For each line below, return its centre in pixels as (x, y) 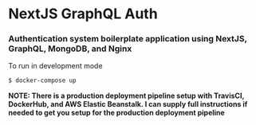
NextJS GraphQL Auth (83, 14)
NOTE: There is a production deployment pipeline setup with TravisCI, (126, 96)
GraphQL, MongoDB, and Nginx (70, 49)
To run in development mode (55, 66)
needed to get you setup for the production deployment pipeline (116, 113)
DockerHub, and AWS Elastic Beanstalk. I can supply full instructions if (128, 104)
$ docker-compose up (43, 80)
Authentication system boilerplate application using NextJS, (128, 39)
